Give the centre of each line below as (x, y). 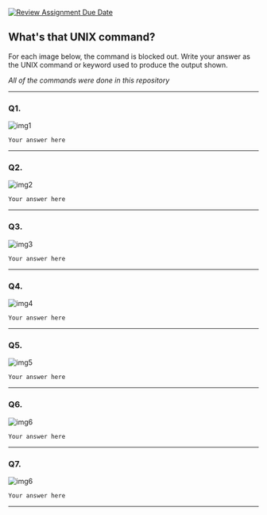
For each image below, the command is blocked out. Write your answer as (129, 56)
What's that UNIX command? (82, 37)
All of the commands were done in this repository (89, 80)
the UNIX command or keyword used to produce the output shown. (118, 64)
